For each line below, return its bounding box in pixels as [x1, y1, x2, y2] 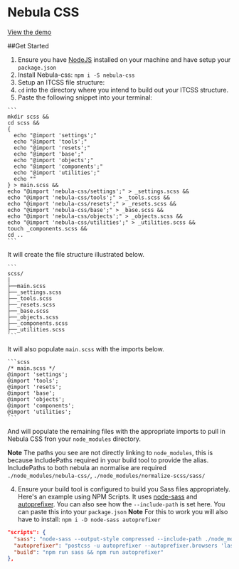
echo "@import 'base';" [14, 150, 84, 157]
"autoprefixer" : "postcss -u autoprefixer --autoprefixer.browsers [14, 542, 218, 549]
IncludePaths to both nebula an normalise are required [7, 463, 167, 472]
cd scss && [7, 119, 40, 127]
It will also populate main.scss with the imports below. [7, 344, 165, 353]
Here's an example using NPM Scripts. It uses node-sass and [17, 492, 198, 501]
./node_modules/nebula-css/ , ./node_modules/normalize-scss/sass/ [7, 471, 206, 479]
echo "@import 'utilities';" [14, 169, 100, 176]
